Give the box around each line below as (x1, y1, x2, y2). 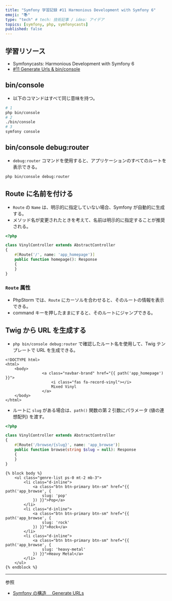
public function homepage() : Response (14, 257, 97, 262)
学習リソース (5, 47, 46, 55)
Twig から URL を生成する (5, 326, 87, 335)
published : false (5, 27, 42, 32)
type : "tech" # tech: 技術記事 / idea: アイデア (5, 17, 105, 22)
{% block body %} (5, 471, 42, 476)
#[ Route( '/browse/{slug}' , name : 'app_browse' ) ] (14, 442, 120, 448)
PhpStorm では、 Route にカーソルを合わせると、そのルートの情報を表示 (12, 297, 165, 303)
